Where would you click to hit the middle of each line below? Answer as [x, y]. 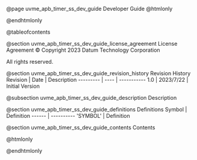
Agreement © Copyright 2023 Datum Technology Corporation [83, 50]
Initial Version [23, 86]
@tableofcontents [28, 32]
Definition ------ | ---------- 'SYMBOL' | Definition [68, 116]
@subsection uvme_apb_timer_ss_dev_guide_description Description [92, 98]
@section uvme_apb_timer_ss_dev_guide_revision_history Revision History [98, 73]
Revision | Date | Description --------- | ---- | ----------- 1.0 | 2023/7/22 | [97, 80]
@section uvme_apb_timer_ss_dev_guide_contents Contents [81, 128]
